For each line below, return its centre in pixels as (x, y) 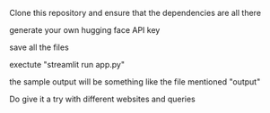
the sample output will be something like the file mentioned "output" (135, 82)
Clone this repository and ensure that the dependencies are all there (135, 13)
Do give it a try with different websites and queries (102, 99)
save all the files (39, 47)
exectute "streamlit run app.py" (67, 65)
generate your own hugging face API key (85, 30)
